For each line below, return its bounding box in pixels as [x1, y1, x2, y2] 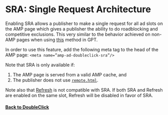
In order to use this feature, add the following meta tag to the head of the [5, 46, 159, 52]
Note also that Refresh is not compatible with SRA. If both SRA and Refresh [5, 87, 163, 93]
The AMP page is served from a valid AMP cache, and [12, 71, 127, 77]
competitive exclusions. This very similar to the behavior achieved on [5, 31, 151, 37]
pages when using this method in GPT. [16, 37, 98, 43]
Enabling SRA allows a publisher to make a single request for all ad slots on [5, 20, 163, 26]
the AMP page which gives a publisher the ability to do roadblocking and [5, 25, 158, 32]
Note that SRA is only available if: [5, 62, 75, 68]
